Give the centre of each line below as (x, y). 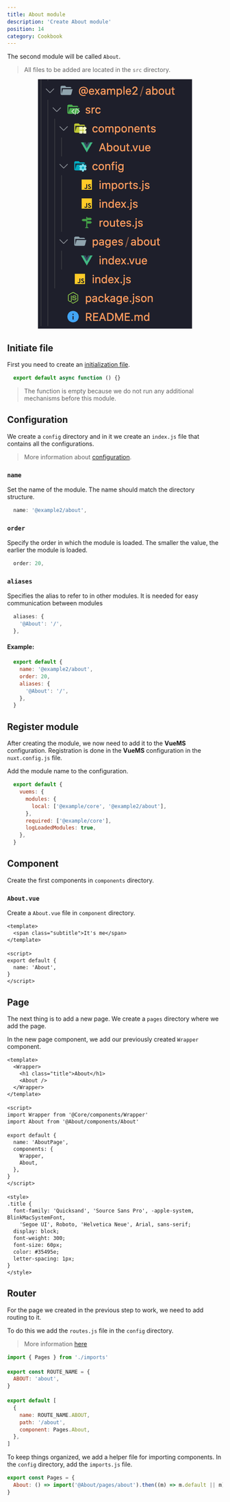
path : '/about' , (43, 1422)
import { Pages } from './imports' (58, 1357)
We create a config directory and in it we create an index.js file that (103, 436)
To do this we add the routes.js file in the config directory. (90, 1331)
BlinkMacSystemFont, (37, 1218)
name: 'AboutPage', (41, 1142)
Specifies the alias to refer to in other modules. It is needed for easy (103, 596)
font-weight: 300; (40, 1238)
